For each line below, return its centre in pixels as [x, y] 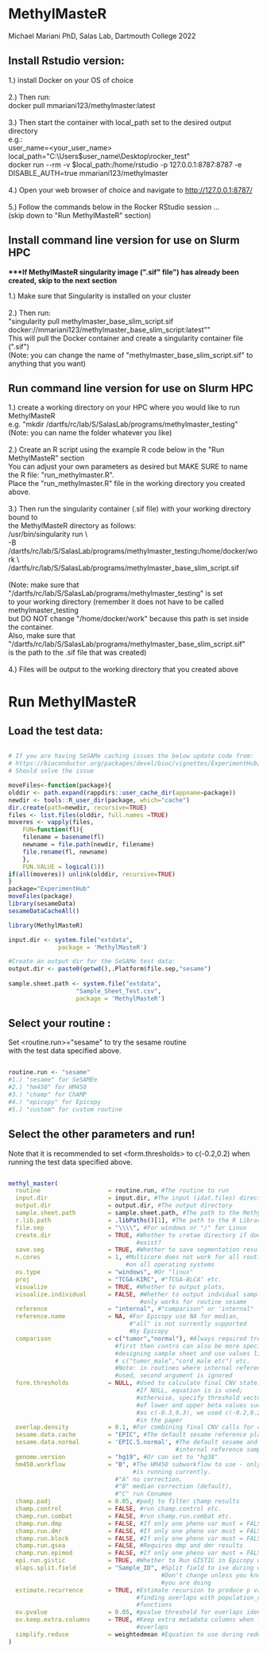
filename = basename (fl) [64, 837]
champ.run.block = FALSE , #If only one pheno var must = [130, 1538]
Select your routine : [60, 1023]
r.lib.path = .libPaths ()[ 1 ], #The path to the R [126, 1220]
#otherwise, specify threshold [188, 1398]
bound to [23, 517]
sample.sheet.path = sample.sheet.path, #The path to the [128, 1213]
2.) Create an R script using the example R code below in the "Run [116, 449]
